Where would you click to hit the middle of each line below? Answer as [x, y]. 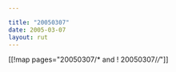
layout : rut [28, 37]
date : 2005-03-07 [37, 30]
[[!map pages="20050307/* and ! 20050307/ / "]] [88, 59]
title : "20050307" [39, 22]
